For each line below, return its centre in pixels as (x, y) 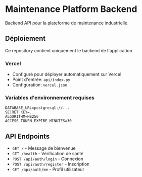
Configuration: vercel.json (40, 85)
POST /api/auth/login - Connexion (48, 159)
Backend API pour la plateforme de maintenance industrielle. (67, 23)
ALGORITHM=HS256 (22, 117)
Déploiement (25, 39)
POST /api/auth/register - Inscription (51, 164)
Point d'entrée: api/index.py (41, 80)
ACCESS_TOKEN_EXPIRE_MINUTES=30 (38, 121)
